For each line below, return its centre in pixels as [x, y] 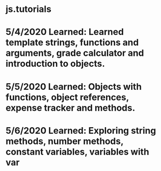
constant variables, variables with [78, 152]
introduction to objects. [55, 64]
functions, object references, [67, 97]
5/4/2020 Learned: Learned [65, 32]
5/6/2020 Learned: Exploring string [81, 130]
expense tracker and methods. [71, 108]
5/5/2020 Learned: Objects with [74, 86]
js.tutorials [29, 9]
